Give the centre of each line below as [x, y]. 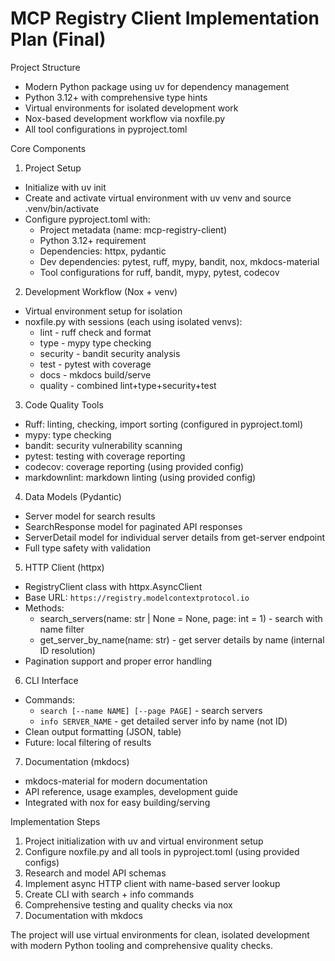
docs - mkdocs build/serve [95, 374]
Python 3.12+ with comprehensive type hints [116, 97]
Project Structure [45, 67]
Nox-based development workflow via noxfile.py [125, 118]
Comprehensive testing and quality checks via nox [128, 904]
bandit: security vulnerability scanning [103, 445]
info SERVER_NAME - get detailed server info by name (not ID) [163, 721]
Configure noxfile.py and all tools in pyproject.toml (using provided [162, 851]
